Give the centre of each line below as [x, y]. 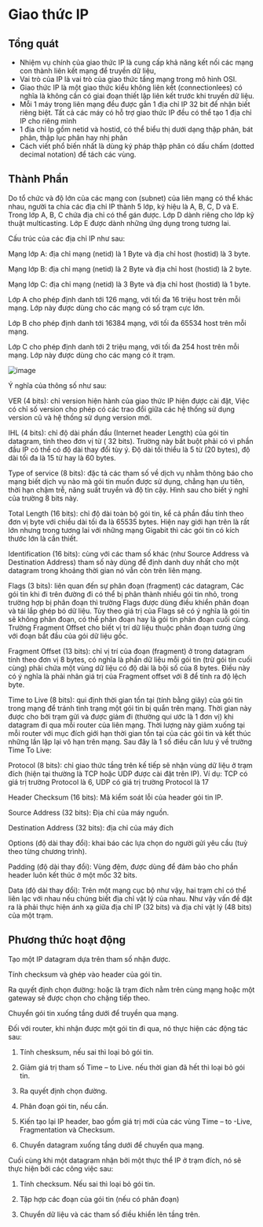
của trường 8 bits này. [43, 498]
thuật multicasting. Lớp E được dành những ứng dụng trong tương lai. [120, 223]
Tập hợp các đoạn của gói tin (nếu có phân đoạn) [99, 1199]
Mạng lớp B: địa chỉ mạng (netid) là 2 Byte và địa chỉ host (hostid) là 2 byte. [130, 268]
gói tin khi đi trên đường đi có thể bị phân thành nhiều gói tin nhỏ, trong [123, 594]
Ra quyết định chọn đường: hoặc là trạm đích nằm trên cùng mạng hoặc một [131, 989]
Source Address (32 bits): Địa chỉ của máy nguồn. [89, 812]
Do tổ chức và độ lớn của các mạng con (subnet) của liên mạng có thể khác [131, 198]
